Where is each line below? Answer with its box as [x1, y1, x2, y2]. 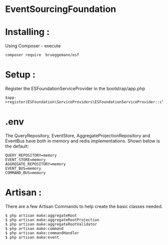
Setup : [5, 69, 36, 80]
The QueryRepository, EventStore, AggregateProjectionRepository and [5, 133, 150, 138]
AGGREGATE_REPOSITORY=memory [5, 162, 66, 167]
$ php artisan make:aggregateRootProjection [5, 217, 99, 223]
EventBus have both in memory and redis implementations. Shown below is [5, 138, 160, 144]
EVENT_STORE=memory [5, 157, 46, 162]
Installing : [5, 26, 50, 38]
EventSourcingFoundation [5, 3, 116, 15]
